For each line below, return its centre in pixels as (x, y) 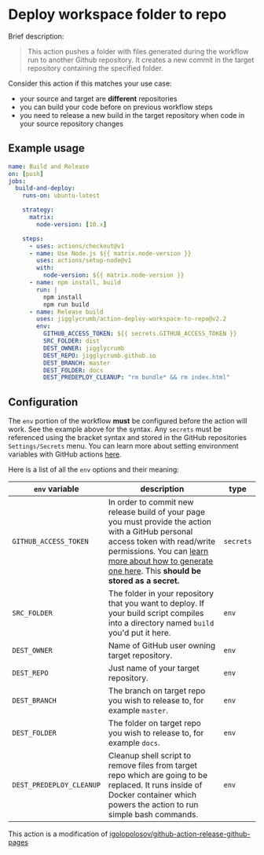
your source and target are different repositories (98, 98)
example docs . (135, 743)
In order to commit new (151, 502)
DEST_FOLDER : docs (73, 370)
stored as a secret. (144, 581)
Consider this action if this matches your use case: (90, 83)
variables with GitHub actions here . (65, 454)
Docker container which (152, 795)
